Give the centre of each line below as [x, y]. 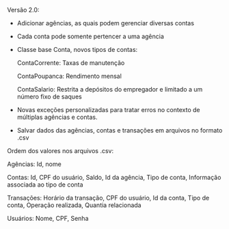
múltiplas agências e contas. [57, 117]
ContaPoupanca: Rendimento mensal [69, 76]
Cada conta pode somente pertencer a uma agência [90, 36]
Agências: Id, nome [34, 164]
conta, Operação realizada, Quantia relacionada [74, 205]
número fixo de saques [49, 96]
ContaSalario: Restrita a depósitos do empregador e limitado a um [110, 89]
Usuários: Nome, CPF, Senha [48, 218]
